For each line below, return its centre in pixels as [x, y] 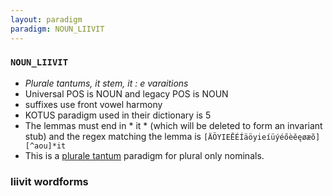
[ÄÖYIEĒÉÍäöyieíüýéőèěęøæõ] [262, 137]
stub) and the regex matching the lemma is [113, 136]
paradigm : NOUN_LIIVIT [57, 29]
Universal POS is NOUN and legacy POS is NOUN [126, 93]
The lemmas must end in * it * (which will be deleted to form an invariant [173, 125]
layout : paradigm [46, 19]
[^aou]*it [45, 146]
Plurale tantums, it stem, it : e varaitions [106, 83]
